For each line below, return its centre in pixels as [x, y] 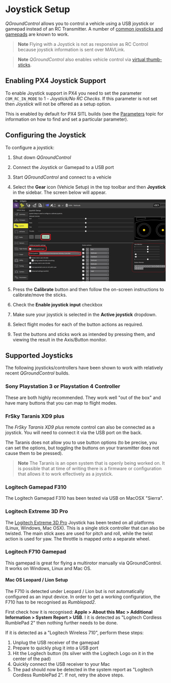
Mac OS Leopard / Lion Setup [37, 580]
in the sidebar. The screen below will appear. [60, 192]
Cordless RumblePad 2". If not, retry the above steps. [68, 675]
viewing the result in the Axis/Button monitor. [60, 339]
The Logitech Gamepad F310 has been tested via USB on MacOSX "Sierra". [84, 498]
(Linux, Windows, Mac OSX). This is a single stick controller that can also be [85, 528]
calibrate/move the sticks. [40, 295]
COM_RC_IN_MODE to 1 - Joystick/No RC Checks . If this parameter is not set [81, 98]
